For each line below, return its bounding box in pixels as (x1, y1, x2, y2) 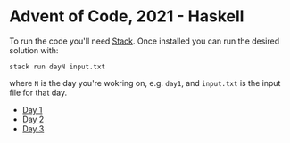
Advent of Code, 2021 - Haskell (9, 6, 244, 27)
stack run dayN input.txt (9, 62, 105, 71)
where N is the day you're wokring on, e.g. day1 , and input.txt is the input (9, 77, 281, 88)
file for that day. (9, 87, 68, 98)
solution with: (9, 44, 59, 55)
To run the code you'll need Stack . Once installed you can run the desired (9, 36, 280, 46)
